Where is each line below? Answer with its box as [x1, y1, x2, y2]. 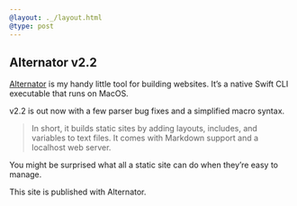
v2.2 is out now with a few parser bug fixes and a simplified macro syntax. [9, 105, 285, 117]
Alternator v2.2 [9, 55, 97, 70]
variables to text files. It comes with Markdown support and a [31, 132, 259, 144]
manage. [9, 169, 42, 180]
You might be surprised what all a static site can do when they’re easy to [9, 159, 279, 171]
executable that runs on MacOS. [9, 88, 129, 99]
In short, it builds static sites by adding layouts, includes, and [31, 123, 258, 134]
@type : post [9, 22, 54, 31]
